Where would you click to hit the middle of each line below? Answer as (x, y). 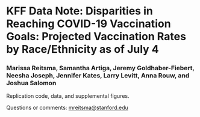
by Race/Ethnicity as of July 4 (83, 49)
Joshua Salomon (31, 83)
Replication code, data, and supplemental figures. (68, 96)
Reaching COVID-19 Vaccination (89, 24)
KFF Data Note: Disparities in (80, 11)
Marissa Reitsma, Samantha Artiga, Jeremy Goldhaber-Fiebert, (100, 68)
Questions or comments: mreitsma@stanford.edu (67, 108)
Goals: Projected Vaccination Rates (96, 37)
